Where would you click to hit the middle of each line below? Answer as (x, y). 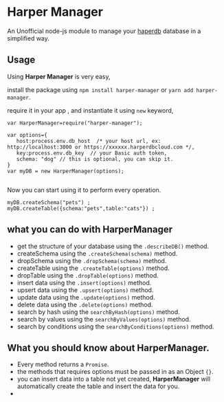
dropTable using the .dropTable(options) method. (88, 275)
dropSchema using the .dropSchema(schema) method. (92, 260)
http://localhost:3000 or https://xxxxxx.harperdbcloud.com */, (101, 147)
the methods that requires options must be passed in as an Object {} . (115, 372)
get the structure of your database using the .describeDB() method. (113, 246)
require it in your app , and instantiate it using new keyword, (90, 110)
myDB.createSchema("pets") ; (49, 202)
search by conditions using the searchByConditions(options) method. (115, 326)
